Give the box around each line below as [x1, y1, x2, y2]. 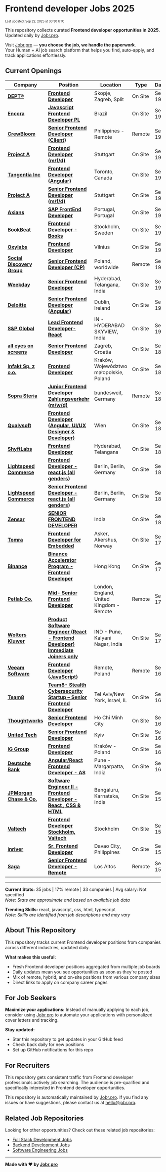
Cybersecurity [47, 687, 83, 694]
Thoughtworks [7, 717, 43, 724]
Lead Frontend [47, 319, 83, 326]
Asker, [94, 530, 110, 537]
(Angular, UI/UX [47, 422, 86, 429]
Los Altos [94, 863, 116, 870]
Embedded [47, 542, 74, 549]
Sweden [94, 229, 114, 236]
